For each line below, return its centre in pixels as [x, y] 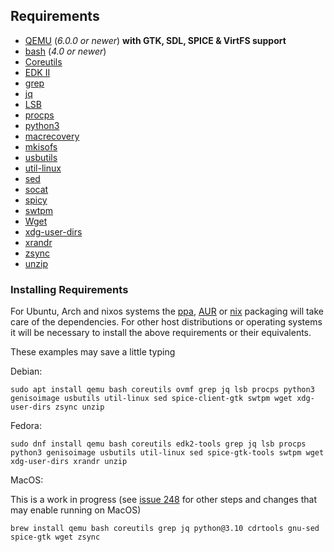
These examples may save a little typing [93, 352]
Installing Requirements [69, 289]
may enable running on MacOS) [76, 510]
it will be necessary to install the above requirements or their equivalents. [161, 333]
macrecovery [52, 136]
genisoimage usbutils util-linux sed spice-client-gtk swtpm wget [151, 399]
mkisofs [41, 146]
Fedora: [26, 426]
